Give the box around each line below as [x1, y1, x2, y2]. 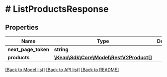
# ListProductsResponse [5, 3, 109, 15]
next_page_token [7, 46, 50, 53]
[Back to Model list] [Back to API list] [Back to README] [5, 67, 119, 73]
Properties [5, 23, 39, 32]
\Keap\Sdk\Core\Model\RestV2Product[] [54, 54, 153, 61]
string [54, 46, 69, 53]
